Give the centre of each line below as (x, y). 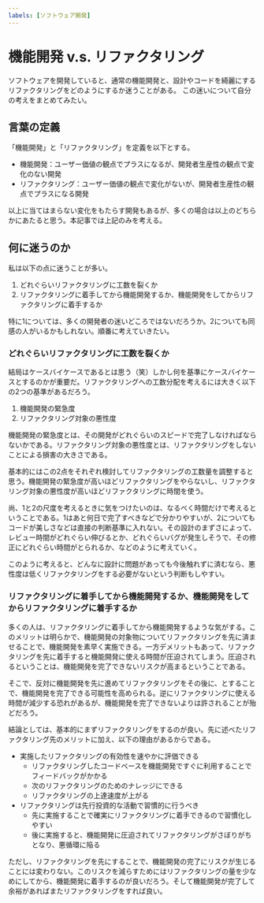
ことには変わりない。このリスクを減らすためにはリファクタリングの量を (125, 871)
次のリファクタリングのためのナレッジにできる (107, 786)
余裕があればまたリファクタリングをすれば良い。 (87, 890)
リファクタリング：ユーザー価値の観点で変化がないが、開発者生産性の (133, 184)
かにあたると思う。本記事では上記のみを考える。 (87, 221)
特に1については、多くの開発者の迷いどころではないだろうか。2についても (128, 321)
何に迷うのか (39, 248)
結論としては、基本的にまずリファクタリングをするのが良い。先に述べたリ (129, 729)
